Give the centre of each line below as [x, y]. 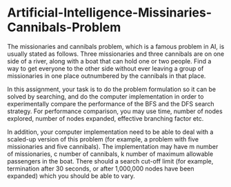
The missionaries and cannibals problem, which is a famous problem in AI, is [116, 46]
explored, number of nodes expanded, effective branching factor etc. [106, 118]
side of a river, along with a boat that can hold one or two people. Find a [109, 61]
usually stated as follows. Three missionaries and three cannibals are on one [116, 54]
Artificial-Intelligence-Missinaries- [110, 13]
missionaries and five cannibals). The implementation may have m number [113, 146]
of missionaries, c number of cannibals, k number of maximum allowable [110, 154]
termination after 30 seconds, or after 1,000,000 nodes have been [101, 168]
